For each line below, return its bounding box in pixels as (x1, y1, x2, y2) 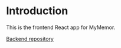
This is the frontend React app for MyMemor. (6, 24, 116, 31)
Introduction (6, 4, 68, 18)
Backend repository (6, 35, 54, 42)
